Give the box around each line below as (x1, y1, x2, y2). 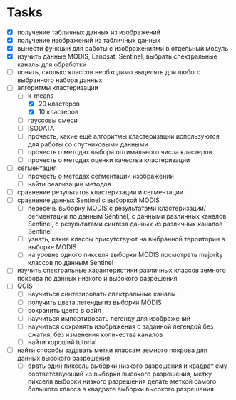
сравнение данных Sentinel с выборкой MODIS (16, 196, 160, 204)
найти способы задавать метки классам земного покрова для (16, 346, 207, 354)
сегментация (16, 164, 58, 172)
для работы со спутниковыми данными (27, 140, 148, 149)
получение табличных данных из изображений (16, 28, 161, 36)
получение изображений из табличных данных (16, 36, 161, 44)
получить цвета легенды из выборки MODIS (27, 298, 162, 306)
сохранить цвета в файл (27, 306, 101, 314)
